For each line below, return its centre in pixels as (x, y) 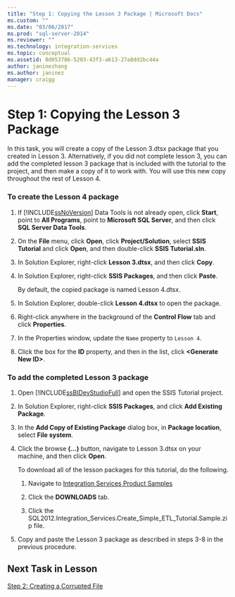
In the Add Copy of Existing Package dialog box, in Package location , (119, 427)
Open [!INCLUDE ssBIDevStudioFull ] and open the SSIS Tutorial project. (120, 393)
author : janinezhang (38, 66)
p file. (36, 525)
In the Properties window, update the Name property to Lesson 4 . (109, 338)
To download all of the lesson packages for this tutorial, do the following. (123, 469)
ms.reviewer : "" (31, 40)
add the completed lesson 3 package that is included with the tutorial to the (117, 164)
